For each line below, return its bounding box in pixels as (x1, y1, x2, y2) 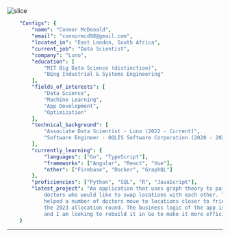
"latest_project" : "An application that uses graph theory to (31, 185, 213, 192)
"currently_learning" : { (31, 147, 103, 154)
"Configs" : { (19, 20, 57, 27)
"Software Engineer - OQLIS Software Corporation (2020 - (43, 135, 213, 141)
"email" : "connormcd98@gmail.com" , (31, 33, 133, 40)
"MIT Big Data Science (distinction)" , (43, 64, 157, 72)
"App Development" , (43, 102, 99, 109)
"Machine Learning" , (43, 96, 103, 103)
